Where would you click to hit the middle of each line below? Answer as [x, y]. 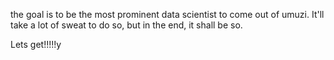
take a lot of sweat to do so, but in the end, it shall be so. [126, 25]
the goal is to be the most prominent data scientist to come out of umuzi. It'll [167, 14]
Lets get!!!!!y [36, 44]
